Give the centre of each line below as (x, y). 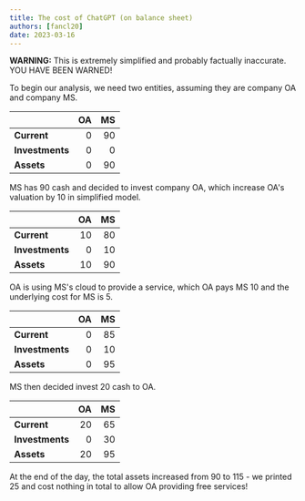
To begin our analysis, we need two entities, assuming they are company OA (153, 88)
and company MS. (44, 97)
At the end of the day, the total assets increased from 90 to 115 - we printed (151, 477)
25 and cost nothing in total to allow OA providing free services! (129, 486)
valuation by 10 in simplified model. (75, 198)
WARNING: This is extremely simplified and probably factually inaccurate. (148, 61)
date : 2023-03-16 (42, 35)
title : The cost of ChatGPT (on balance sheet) (102, 18)
